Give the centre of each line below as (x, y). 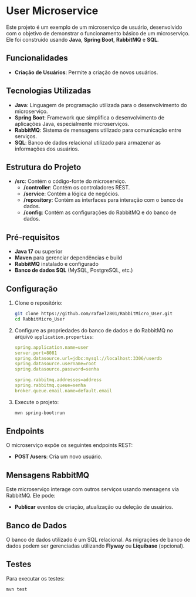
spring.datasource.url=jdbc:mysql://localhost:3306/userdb (88, 358)
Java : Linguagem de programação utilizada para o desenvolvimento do (101, 105)
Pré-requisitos (33, 237)
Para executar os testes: (35, 578)
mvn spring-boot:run (40, 413)
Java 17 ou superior (38, 252)
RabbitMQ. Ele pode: (31, 496)
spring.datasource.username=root (55, 364)
